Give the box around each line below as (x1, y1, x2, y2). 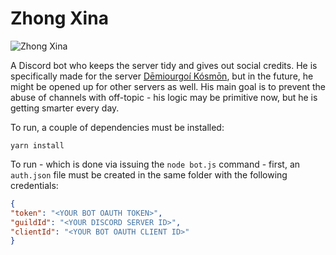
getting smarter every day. (10, 102, 120, 114)
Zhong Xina (10, 7, 109, 30)
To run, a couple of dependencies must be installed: (10, 121, 225, 133)
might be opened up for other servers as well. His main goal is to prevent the (10, 80, 326, 92)
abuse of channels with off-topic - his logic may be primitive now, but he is (10, 91, 318, 103)
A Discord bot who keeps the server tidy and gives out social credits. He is (10, 59, 318, 71)
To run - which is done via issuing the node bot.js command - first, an (10, 158, 301, 170)
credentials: (10, 179, 59, 191)
